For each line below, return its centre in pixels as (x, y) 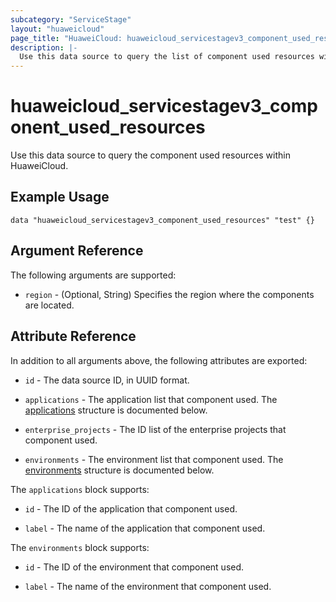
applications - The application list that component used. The (151, 399)
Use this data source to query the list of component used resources (167, 57)
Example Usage (60, 197)
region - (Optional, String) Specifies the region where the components (169, 294)
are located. (49, 305)
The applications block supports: (80, 489)
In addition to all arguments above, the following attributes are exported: (159, 360)
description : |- (44, 47)
